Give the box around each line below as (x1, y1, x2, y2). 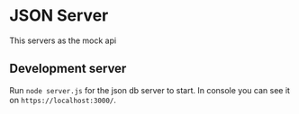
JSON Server (9, 5, 109, 26)
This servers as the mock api (9, 35, 117, 46)
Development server (9, 61, 127, 76)
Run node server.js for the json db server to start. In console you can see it (9, 84, 291, 95)
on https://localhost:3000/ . (9, 94, 117, 105)
